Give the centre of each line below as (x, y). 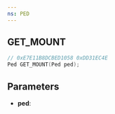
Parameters (33, 86)
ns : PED (19, 14)
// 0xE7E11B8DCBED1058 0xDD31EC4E (58, 58)
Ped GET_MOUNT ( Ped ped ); (43, 65)
